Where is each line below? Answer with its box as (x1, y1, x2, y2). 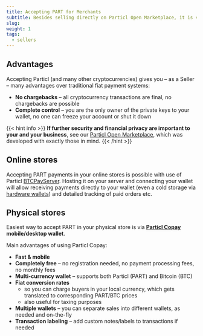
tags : (6, 31, 20, 37)
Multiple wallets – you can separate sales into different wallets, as (14, 305, 181, 312)
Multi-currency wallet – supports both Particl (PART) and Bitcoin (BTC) (14, 273, 193, 280)
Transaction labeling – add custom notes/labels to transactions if (14, 318, 178, 325)
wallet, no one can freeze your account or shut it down (14, 112, 152, 120)
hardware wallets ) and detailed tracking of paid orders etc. (6, 190, 152, 197)
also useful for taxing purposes (24, 299, 102, 306)
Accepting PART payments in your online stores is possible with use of (6, 170, 182, 178)
